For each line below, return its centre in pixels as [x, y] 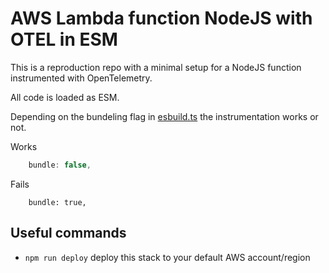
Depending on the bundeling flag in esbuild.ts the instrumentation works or [164, 116]
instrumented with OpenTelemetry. [81, 78]
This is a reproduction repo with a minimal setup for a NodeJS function [156, 67]
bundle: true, [57, 202]
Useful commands [68, 233]
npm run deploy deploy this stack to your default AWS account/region [167, 257]
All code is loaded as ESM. [65, 97]
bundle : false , [60, 165]
